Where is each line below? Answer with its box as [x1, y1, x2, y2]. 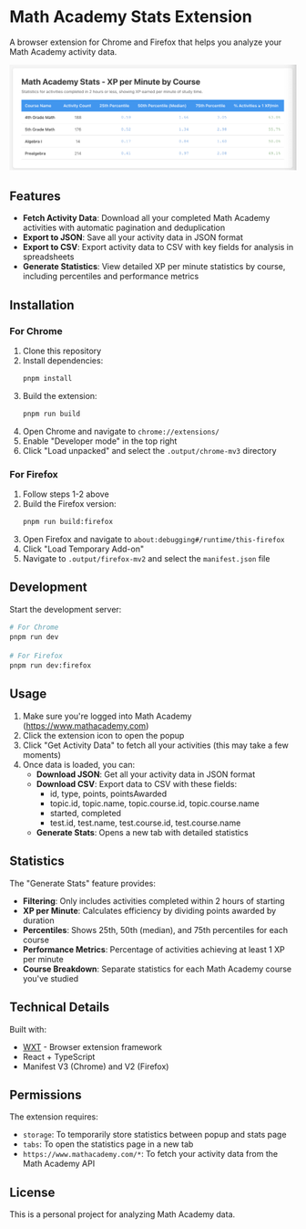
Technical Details [9, 1000, 110, 1015]
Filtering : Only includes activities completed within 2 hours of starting [22, 895, 285, 906]
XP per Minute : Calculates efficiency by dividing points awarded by [22, 905, 277, 916]
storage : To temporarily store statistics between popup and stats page [22, 1129, 287, 1140]
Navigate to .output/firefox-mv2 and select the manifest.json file [22, 552, 270, 563]
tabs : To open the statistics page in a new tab [22, 1139, 194, 1150]
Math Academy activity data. [9, 46, 117, 57]
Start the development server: [9, 604, 122, 614]
